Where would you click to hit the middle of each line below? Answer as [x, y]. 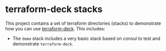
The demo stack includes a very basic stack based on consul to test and [86, 38]
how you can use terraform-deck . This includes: [55, 28]
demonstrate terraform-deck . [43, 43]
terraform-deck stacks [54, 9]
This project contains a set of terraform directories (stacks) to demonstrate [83, 23]
